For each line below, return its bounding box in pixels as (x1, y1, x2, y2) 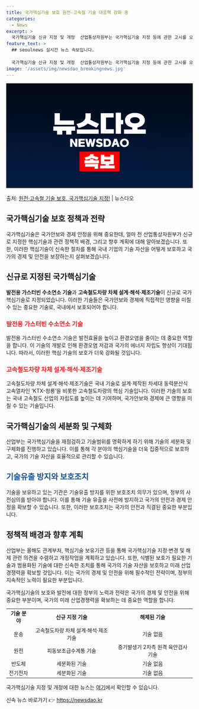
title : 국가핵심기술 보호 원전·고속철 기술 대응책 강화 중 (6, 9, 129, 15)
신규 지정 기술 (56, 614, 88, 621)
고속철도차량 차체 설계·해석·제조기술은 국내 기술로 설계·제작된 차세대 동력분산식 (6, 380, 188, 387)
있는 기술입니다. (18, 402, 55, 409)
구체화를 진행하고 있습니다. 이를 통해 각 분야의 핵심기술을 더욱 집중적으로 (6, 445, 174, 453)
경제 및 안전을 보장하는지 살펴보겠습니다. (17, 252, 111, 260)
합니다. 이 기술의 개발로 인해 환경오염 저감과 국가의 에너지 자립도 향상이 (12, 341, 176, 349)
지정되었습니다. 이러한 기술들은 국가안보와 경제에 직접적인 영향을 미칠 (31, 296, 191, 303)
